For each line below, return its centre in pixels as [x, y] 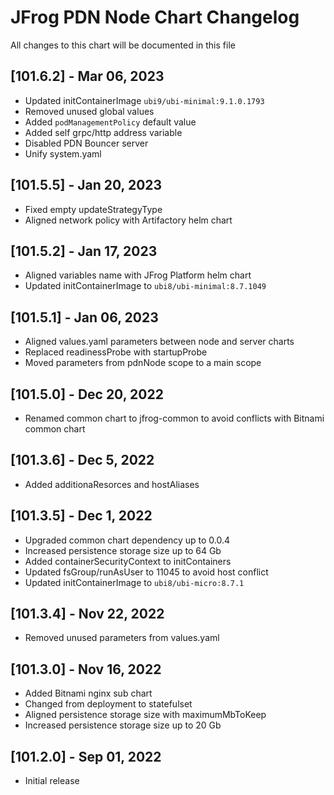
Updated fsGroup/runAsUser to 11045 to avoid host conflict [146, 572]
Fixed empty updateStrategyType [93, 209]
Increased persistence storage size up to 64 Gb [123, 550]
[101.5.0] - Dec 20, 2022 [87, 394]
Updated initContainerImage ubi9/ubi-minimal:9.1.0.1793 [144, 100]
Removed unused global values [89, 111]
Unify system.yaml [63, 153]
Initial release [52, 781]
